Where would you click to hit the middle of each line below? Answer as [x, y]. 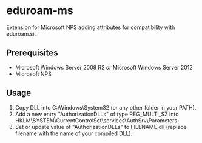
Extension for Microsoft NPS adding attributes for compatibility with [91, 27]
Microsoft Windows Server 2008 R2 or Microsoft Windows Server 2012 [104, 67]
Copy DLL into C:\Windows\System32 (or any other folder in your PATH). [106, 107]
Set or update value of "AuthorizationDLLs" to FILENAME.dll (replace [101, 127]
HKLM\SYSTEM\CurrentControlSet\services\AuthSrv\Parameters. [97, 120]
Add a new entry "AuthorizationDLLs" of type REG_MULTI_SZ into [97, 114]
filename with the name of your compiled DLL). [74, 133]
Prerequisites [32, 53]
